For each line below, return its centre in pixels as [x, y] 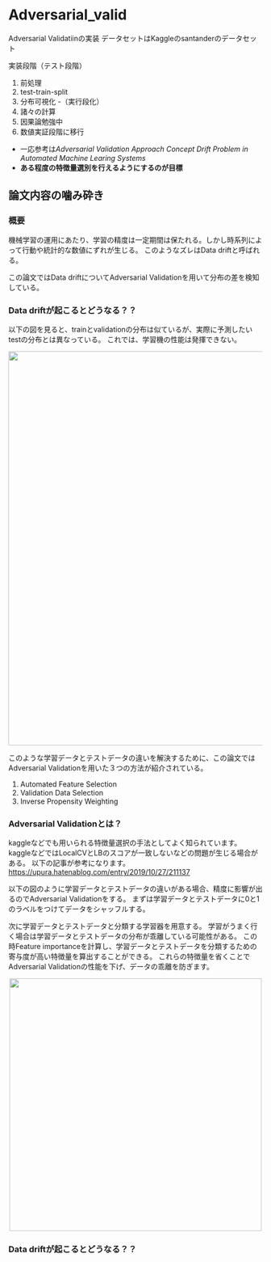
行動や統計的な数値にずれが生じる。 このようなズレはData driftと [131, 250]
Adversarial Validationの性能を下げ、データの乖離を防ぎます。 [111, 967]
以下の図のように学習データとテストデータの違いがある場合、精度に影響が [132, 889]
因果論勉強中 [41, 121]
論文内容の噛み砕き [56, 196]
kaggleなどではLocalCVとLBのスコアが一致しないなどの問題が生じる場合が [133, 853]
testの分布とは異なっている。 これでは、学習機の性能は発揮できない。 [125, 339]
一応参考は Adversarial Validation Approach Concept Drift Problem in [134, 149]
